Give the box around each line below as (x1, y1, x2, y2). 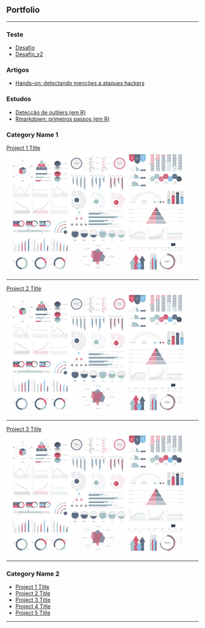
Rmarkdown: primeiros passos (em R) (15, 115, 110, 123)
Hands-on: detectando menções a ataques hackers (15, 79, 145, 87)
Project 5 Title (15, 609, 51, 616)
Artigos (6, 66, 29, 74)
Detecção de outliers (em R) (15, 109, 86, 116)
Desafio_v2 (15, 51, 43, 58)
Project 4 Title (15, 603, 51, 610)
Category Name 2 (6, 569, 60, 578)
